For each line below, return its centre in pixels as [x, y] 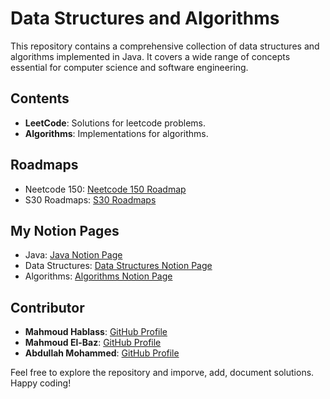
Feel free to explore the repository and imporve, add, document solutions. [162, 373]
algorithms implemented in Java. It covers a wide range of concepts [150, 56]
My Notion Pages [65, 230]
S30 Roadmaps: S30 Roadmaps [90, 199]
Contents [40, 98]
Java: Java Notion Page [73, 255]
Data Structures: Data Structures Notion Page [118, 266]
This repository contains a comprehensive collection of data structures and [165, 46]
